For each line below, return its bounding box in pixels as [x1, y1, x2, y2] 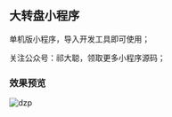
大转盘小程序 [9, 8, 80, 24]
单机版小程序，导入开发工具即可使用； [9, 34, 150, 44]
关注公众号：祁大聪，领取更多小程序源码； [9, 52, 166, 63]
